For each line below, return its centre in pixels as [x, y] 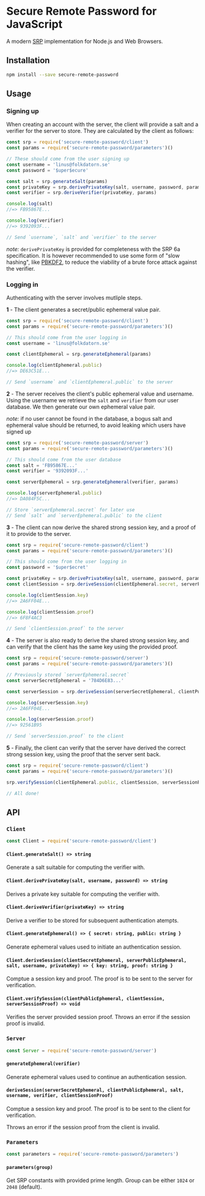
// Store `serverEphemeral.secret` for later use [71, 510]
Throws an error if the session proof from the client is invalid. [83, 1127]
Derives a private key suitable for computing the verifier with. [83, 894]
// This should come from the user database [64, 460]
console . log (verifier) [35, 221]
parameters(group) [30, 1167]
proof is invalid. [26, 1023]
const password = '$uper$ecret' [47, 568]
